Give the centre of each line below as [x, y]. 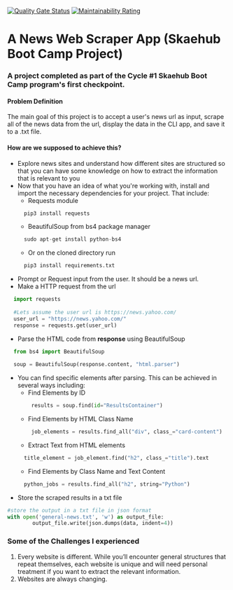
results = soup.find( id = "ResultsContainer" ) [97, 406]
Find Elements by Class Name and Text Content [97, 471]
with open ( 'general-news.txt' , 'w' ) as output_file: [86, 517]
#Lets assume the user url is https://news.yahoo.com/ [95, 312]
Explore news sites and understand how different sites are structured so [121, 163]
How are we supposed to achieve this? [64, 148]
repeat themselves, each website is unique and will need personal [112, 564]
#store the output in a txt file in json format [79, 510]
